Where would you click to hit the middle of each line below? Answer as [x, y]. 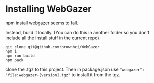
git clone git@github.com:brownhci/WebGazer [52, 47]
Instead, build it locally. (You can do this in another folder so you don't [78, 32]
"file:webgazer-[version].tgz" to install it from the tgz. [63, 75]
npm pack [14, 60]
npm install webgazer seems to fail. [42, 23]
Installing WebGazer [48, 9]
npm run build [20, 56]
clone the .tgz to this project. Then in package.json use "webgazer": [75, 69]
